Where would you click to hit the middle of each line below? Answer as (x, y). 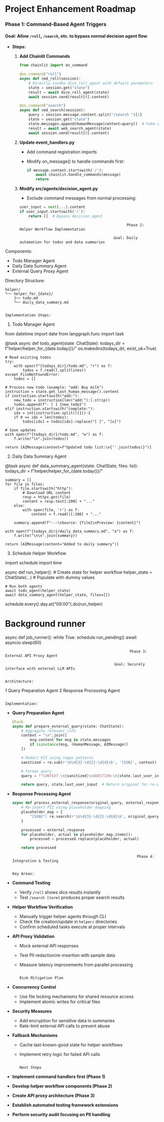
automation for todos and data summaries (62, 242)
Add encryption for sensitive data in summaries (67, 1021)
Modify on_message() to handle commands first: (75, 161)
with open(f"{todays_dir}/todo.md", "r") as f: (63, 366)
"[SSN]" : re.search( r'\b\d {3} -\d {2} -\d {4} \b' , (78, 816)
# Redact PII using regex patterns (57, 758)
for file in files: (25, 484)
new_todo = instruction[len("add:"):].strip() (62, 400)
